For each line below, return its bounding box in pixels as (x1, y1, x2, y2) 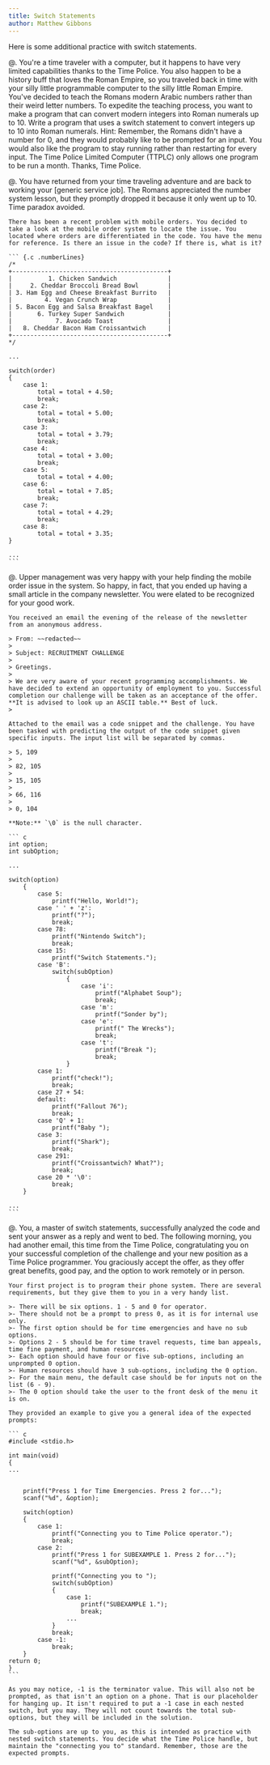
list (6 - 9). (8, 1380, 57, 1389)
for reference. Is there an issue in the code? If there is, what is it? (8, 239, 263, 247)
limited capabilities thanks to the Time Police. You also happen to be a (8, 66, 241, 75)
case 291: (37, 1151, 70, 1160)
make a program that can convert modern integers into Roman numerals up (8, 108, 259, 118)
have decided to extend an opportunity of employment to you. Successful (8, 684, 263, 692)
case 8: (23, 522, 49, 530)
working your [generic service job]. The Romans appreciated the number (8, 185, 251, 194)
